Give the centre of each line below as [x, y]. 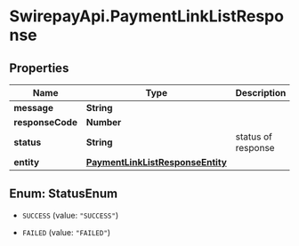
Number [104, 122]
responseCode [46, 122]
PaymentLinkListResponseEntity [156, 162]
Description [261, 93]
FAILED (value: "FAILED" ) [66, 232]
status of [254, 137]
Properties [39, 68]
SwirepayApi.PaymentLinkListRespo [147, 16]
